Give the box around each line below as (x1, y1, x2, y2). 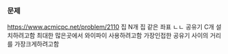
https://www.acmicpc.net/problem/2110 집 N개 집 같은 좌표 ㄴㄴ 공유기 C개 (7, 23, 214, 31)
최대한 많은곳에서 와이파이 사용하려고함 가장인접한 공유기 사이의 (37, 31, 209, 40)
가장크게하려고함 (14, 40, 59, 49)
